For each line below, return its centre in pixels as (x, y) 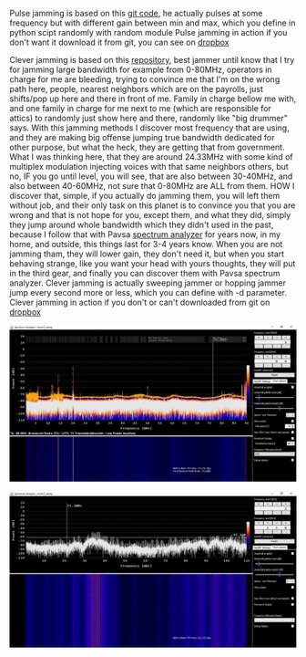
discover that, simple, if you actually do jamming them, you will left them (145, 196)
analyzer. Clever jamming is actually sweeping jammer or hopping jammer (148, 283)
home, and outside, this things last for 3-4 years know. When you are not (146, 244)
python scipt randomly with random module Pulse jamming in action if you (148, 32)
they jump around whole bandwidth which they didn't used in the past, (142, 224)
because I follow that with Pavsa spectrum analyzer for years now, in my (145, 235)
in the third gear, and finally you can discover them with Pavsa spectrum (145, 273)
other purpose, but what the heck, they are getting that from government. (147, 147)
